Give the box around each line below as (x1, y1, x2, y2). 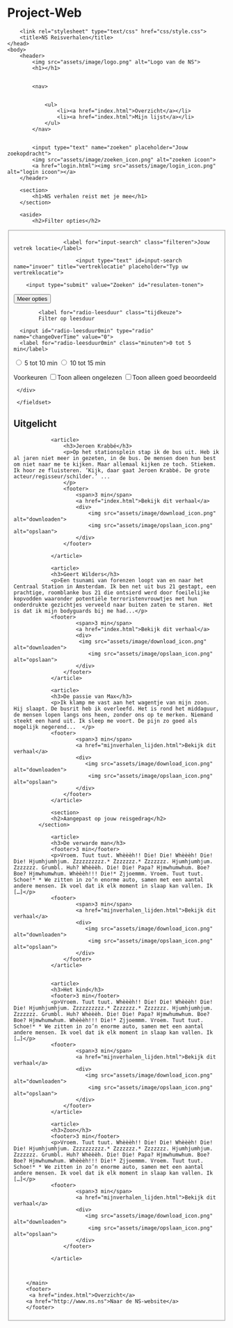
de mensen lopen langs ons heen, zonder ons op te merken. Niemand (13, 711, 214, 718)
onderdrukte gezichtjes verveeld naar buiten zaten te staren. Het (13, 601, 214, 608)
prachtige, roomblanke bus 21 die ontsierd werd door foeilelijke (13, 589, 210, 596)
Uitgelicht (13, 418, 57, 430)
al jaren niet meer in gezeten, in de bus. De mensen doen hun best (13, 455, 216, 462)
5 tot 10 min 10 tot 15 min (24, 358, 106, 367)
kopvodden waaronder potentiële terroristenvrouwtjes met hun (13, 595, 198, 602)
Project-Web (7, 5, 82, 21)
